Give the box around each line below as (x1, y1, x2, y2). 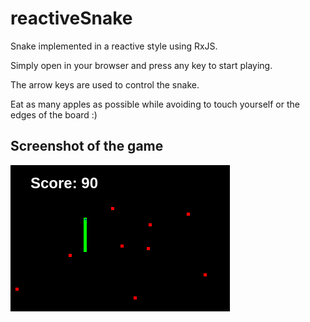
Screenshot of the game (10, 138, 164, 155)
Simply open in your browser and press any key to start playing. (10, 59, 273, 71)
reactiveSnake (10, 7, 133, 30)
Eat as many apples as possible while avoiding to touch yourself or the (10, 98, 300, 110)
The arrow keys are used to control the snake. (10, 78, 200, 91)
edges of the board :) (10, 108, 98, 121)
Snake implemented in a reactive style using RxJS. (10, 40, 218, 52)
